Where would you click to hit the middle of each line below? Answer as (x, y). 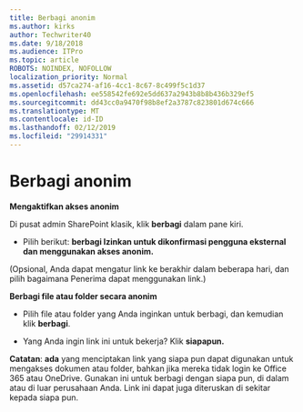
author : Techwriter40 (50, 35)
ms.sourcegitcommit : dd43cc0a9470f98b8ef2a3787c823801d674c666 (132, 102)
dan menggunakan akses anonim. (88, 251)
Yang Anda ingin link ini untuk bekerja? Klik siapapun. (123, 341)
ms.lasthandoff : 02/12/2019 (63, 128)
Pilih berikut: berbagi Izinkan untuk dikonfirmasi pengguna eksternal (154, 241)
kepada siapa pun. (44, 397)
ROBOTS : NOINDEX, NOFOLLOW (61, 69)
